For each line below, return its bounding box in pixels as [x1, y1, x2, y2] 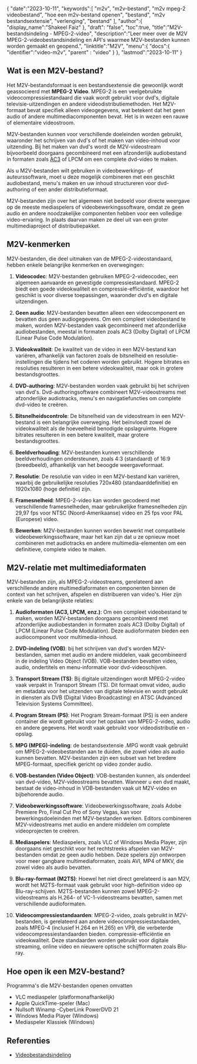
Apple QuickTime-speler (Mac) [15, 1000, 91, 1007]
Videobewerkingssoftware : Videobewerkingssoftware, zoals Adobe [15, 802, 182, 809]
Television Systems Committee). [15, 700, 94, 707]
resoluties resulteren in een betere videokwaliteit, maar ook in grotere [15, 364, 184, 371]
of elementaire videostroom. [6, 119, 75, 126]
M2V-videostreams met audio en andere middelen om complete [15, 821, 170, 828]
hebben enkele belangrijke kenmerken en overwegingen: [6, 261, 145, 268]
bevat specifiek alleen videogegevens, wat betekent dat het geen [26, 106, 185, 114]
